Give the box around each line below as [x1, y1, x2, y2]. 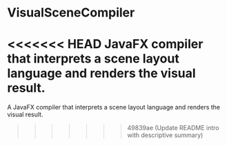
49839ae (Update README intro [127, 124, 219, 132]
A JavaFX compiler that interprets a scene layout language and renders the [7, 103, 221, 112]
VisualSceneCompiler [7, 5, 135, 21]
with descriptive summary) [127, 131, 204, 139]
